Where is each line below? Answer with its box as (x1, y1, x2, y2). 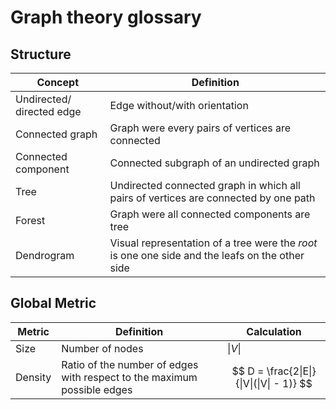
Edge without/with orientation (109, 99, 249, 112)
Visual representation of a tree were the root (109, 236, 318, 250)
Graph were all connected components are (109, 207, 311, 221)
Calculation (246, 324, 302, 338)
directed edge (15, 105, 82, 118)
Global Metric (10, 295, 97, 312)
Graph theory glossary (10, 6, 202, 29)
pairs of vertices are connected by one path (109, 191, 316, 205)
